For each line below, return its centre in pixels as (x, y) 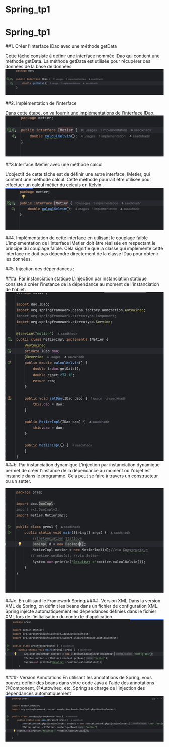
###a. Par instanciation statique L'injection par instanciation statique (76, 278)
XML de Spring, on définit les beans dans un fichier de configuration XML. (82, 606)
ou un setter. (18, 481)
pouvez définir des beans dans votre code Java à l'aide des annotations (80, 683)
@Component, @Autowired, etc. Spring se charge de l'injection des (75, 688)
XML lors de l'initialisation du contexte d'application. (59, 616)
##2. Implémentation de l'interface (41, 103)
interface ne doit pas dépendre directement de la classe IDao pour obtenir (82, 254)
